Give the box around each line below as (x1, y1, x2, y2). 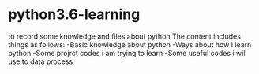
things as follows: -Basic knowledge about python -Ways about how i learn (8, 39, 252, 49)
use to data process (8, 57, 73, 66)
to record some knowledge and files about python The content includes (8, 31, 241, 41)
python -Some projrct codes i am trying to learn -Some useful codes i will (8, 48, 247, 57)
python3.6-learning (8, 6, 141, 24)
